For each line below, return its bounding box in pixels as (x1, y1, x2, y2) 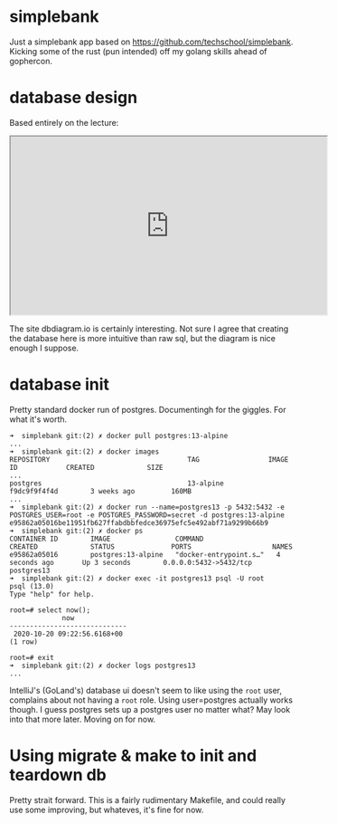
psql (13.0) (9, 581, 54, 590)
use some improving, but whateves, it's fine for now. (9, 804, 204, 815)
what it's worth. (9, 414, 68, 425)
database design (9, 88, 138, 108)
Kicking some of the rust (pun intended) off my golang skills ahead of (9, 45, 268, 56)
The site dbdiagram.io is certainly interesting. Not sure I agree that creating (9, 323, 289, 334)
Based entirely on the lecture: (9, 117, 119, 128)
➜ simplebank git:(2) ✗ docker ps (9, 526, 144, 535)
